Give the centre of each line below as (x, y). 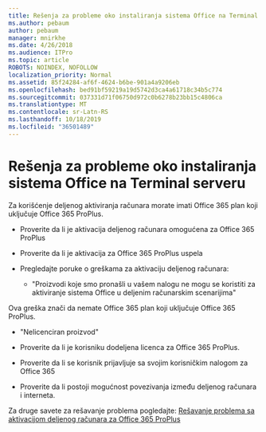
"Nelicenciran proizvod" (59, 332)
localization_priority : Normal (60, 75)
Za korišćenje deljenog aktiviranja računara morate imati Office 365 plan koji (133, 205)
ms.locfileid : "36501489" (51, 127)
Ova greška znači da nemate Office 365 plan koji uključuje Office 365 (122, 308)
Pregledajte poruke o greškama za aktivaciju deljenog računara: (124, 269)
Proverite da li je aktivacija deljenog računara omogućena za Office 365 (137, 229)
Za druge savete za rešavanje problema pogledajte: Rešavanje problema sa (131, 410)
